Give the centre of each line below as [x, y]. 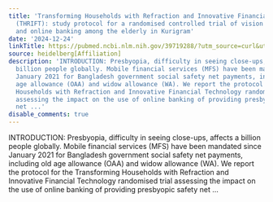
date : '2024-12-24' [41, 39]
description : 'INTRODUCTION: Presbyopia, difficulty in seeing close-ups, [138, 62]
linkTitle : [27, 46]
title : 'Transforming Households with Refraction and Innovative [121, 16]
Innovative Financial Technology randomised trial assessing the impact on [132, 181]
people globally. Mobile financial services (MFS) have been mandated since [135, 146]
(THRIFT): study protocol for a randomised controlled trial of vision [140, 24]
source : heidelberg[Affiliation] [65, 54]
